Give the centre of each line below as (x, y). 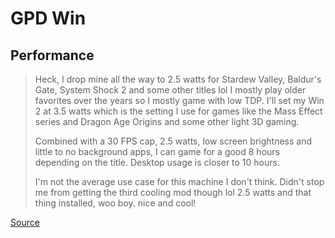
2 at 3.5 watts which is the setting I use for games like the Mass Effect (178, 111)
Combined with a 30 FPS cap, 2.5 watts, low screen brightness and (173, 141)
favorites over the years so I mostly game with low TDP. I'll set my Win (179, 100)
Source (25, 222)
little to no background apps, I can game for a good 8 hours (157, 151)
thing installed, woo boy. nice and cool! (115, 203)
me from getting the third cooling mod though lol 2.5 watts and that (173, 192)
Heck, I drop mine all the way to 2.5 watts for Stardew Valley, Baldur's (178, 79)
